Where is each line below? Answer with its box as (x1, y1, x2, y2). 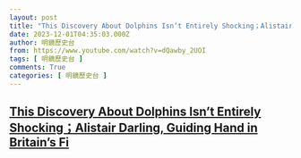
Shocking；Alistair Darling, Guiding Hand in (9, 121, 258, 136)
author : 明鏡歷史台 (9, 37, 75, 47)
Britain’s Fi (9, 135, 70, 150)
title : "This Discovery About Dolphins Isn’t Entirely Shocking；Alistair (9, 21, 293, 30)
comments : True (9, 63, 66, 72)
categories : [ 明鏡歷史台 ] (9, 71, 107, 80)
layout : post (9, 12, 58, 22)
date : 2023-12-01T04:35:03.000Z (9, 29, 130, 38)
